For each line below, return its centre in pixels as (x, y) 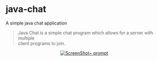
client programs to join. (42, 43)
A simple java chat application (36, 23)
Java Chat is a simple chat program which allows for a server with (85, 32)
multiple (26, 38)
